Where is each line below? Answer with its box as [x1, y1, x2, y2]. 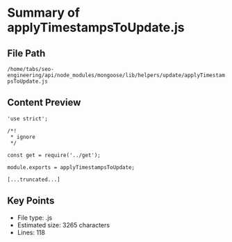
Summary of [7, 5, 80, 21]
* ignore [10, 134, 36, 140]
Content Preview [7, 97, 81, 108]
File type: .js [17, 213, 53, 222]
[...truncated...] [7, 176, 60, 183]
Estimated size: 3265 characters [17, 220, 110, 229]
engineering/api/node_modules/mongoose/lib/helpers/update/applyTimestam [7, 72, 226, 79]
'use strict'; [7, 115, 49, 122]
